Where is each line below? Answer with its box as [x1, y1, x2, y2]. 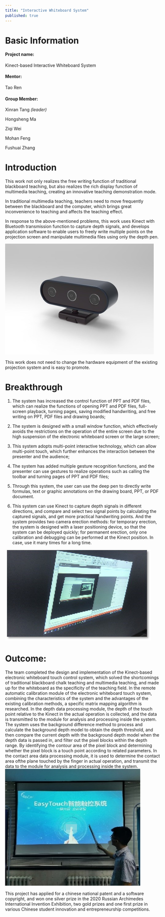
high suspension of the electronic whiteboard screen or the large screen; [12, 434, 160, 440]
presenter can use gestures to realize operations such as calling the [12, 469, 150, 474]
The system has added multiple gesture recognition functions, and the [12, 463, 155, 469]
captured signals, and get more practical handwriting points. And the [12, 514, 151, 520]
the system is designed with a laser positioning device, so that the [12, 524, 146, 530]
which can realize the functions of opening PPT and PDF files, [12, 403, 137, 409]
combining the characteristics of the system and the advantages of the [5, 696, 149, 702]
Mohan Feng [5, 135, 31, 141]
